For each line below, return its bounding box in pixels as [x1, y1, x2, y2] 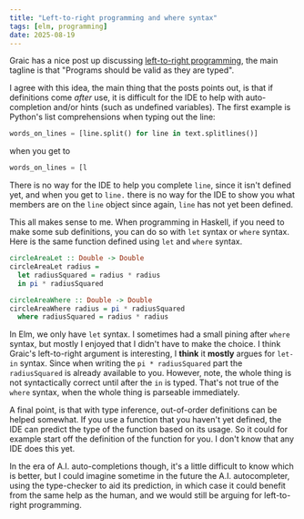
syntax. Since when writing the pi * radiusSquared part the [19, 358, 243, 369]
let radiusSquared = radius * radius [17, 270, 161, 280]
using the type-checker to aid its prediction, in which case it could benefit [9, 480, 287, 492]
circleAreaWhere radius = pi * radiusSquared [9, 304, 185, 313]
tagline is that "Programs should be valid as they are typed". [9, 65, 235, 76]
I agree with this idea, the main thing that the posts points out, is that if [9, 83, 273, 94]
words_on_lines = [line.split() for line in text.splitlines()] [9, 129, 258, 138]
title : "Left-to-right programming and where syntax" [9, 13, 218, 23]
